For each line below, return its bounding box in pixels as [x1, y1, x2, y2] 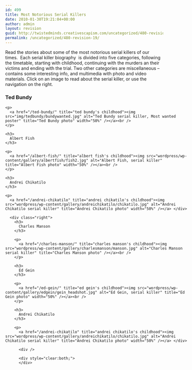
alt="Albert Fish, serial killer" [90, 158, 163, 163]
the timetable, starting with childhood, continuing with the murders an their [5, 60, 159, 66]
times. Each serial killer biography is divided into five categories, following [5, 54, 160, 60]
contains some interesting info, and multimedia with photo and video [5, 70, 147, 76]
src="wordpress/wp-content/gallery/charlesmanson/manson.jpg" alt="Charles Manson [5, 246, 183, 251]
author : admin [5, 21, 35, 27]
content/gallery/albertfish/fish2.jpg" [5, 158, 89, 163]
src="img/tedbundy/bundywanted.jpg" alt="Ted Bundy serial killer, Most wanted [5, 114, 176, 119]
